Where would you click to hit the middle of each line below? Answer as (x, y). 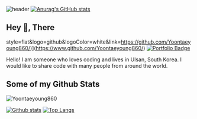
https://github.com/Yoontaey (156, 42)
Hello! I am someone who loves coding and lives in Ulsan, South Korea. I (94, 59)
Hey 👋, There (30, 27)
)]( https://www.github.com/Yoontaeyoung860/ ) (88, 48)
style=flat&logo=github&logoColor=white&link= (64, 42)
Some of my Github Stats (53, 85)
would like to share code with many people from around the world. (87, 65)
